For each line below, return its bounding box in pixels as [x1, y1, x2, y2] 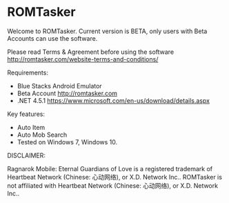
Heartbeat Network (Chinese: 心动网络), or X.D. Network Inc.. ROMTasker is [7, 173, 223, 181]
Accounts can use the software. [7, 34, 98, 42]
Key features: [7, 110, 45, 118]
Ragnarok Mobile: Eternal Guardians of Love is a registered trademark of [7, 164, 213, 173]
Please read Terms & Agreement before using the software [7, 48, 175, 56]
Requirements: [7, 68, 48, 77]
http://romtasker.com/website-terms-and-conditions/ [7, 55, 159, 63]
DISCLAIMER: [7, 151, 46, 159]
